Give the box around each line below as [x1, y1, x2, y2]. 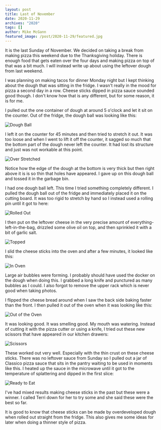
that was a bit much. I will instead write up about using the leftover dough [5, 62, 151, 68]
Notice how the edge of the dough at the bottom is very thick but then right [5, 165, 155, 171]
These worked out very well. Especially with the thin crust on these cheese [5, 350, 154, 356]
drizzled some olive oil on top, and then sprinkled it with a [37, 224, 152, 230]
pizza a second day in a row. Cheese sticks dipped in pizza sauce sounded [5, 88, 155, 93]
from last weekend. [5, 68, 44, 74]
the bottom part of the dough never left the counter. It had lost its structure [5, 141, 154, 147]
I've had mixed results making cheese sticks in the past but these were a [5, 389, 150, 395]
